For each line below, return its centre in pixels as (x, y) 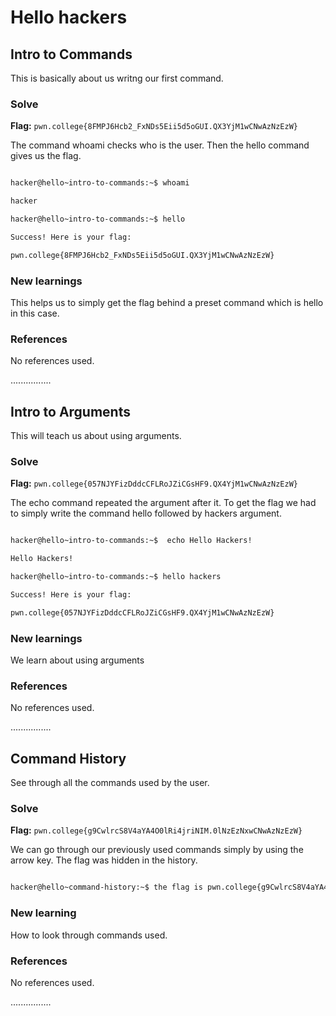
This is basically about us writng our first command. (117, 78)
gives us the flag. (46, 156)
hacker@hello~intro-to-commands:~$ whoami (100, 183)
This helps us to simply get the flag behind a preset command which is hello (167, 302)
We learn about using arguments (77, 660)
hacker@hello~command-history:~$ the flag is (106, 887)
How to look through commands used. (89, 935)
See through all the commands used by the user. (110, 783)
